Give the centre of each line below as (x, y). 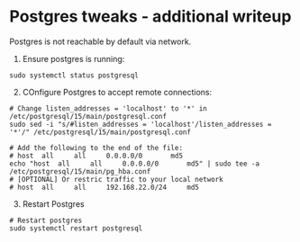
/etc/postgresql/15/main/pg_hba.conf (80, 171)
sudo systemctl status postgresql (74, 75)
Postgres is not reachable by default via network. (100, 41)
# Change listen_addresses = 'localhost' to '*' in (108, 108)
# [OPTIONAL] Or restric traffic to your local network (116, 179)
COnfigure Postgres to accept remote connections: (117, 92)
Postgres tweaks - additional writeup (150, 17)
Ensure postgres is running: (73, 58)
